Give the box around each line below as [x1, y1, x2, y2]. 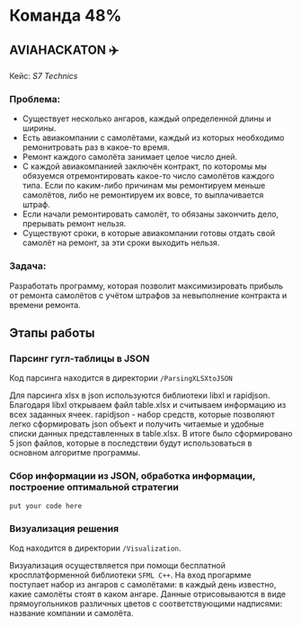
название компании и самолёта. [9, 607, 134, 618]
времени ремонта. [9, 299, 81, 310]
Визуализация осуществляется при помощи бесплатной [9, 560, 226, 570]
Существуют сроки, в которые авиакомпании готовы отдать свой [22, 228, 276, 239]
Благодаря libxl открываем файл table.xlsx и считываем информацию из [9, 400, 287, 410]
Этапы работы [9, 325, 96, 340]
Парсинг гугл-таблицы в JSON [9, 352, 150, 365]
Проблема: [9, 93, 61, 105]
